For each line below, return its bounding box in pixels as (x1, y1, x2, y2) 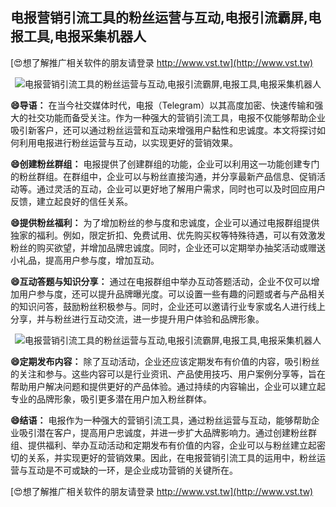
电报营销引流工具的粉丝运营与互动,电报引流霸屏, (10, 9, 309, 27)
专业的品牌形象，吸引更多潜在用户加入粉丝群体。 (10, 393, 212, 405)
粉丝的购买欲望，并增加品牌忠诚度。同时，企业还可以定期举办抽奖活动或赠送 (10, 241, 326, 253)
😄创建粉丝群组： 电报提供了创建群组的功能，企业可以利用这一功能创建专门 (10, 158, 320, 170)
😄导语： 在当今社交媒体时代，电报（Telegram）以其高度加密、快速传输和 (10, 99, 315, 111)
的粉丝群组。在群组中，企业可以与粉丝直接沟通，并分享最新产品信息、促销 (10, 170, 317, 182)
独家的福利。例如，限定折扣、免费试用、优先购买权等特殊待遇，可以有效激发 (10, 229, 326, 241)
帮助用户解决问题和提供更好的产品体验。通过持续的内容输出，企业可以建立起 (10, 380, 326, 392)
